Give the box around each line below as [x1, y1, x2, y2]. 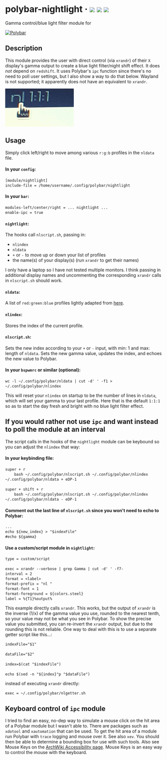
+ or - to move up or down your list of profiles [12, 252, 106, 258]
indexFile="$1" [5, 642, 37, 647]
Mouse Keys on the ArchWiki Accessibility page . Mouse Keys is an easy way [5, 744, 163, 750]
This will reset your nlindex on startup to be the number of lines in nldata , [5, 392, 157, 398]
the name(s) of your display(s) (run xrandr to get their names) [12, 257, 139, 263]
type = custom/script [5, 557, 50, 562]
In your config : [5, 166, 36, 173]
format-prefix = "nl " [5, 581, 52, 586]
